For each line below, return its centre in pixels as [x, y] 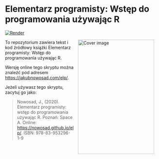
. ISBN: [28, 133]
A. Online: [27, 122]
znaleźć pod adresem [27, 72]
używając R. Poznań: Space [45, 117]
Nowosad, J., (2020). [38, 101]
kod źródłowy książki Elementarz [38, 47]
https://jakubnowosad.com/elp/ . [37, 78]
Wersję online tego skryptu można [39, 67]
